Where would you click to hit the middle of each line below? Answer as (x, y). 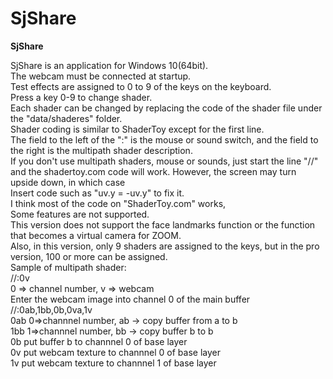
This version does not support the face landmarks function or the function (163, 224)
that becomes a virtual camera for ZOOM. (96, 235)
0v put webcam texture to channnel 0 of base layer (115, 352)
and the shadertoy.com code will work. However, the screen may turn (153, 171)
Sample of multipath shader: (68, 267)
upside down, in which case (68, 182)
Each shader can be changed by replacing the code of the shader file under (166, 108)
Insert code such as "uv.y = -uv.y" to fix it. (97, 193)
